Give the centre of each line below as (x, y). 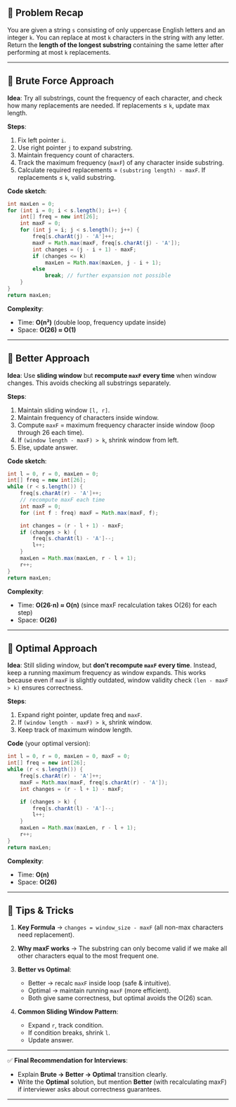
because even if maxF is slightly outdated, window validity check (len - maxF (118, 680)
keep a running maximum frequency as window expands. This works (107, 673)
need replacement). (46, 935)
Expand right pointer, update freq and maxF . (80, 715)
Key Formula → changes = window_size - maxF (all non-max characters (120, 927)
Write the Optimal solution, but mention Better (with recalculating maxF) (122, 1082)
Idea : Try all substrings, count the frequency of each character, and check (115, 98)
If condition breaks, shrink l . (69, 1033)
